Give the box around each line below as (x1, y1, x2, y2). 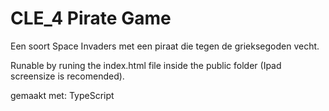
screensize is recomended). (10, 70, 125, 82)
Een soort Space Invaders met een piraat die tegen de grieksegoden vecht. (10, 40, 320, 52)
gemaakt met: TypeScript (10, 89, 115, 101)
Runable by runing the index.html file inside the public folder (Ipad (10, 59, 282, 71)
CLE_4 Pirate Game (10, 7, 172, 30)
